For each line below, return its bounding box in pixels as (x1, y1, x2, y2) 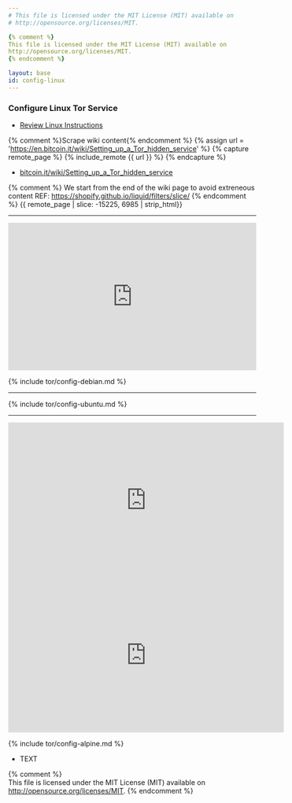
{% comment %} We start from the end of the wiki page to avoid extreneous (8, 183, 255, 193)
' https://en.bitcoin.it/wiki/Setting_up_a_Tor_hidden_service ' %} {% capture (8, 144, 249, 154)
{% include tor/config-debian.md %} (8, 377, 127, 387)
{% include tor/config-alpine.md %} (8, 739, 124, 749)
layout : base (8, 69, 51, 77)
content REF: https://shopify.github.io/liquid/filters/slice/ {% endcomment (8, 191, 246, 201)
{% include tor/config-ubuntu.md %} (8, 399, 128, 409)
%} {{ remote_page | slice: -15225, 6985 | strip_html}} (8, 200, 183, 209)
